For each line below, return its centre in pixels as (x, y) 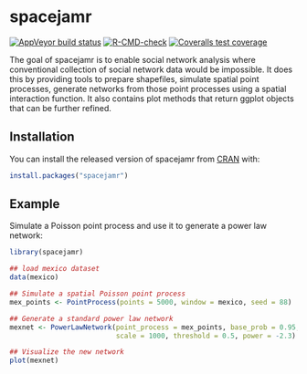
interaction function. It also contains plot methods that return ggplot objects (152, 99)
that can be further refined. (61, 108)
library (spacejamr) (47, 253)
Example (35, 204)
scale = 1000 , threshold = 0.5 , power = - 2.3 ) (206, 336)
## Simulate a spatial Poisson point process (97, 294)
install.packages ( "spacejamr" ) (69, 175)
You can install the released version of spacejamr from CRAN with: (135, 159)
